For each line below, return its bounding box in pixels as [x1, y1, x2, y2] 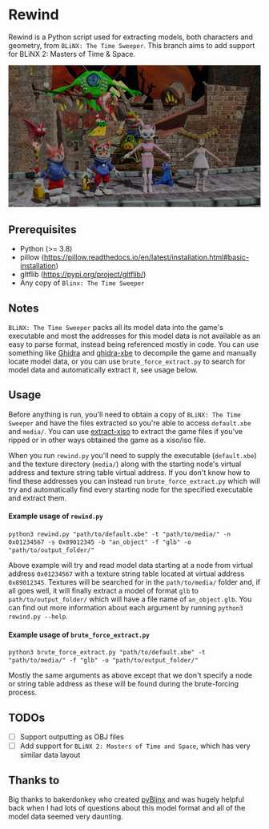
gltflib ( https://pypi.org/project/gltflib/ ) [19, 270, 147, 280]
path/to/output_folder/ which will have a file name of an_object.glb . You [8, 594, 252, 604]
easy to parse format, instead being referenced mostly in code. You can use [8, 340, 259, 349]
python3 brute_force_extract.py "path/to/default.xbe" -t [8, 649, 206, 657]
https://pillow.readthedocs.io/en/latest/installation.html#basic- [43, 252, 250, 262]
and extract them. [8, 493, 66, 502]
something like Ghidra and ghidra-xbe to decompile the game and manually [8, 348, 257, 358]
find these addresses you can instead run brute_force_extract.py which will [8, 476, 261, 485]
